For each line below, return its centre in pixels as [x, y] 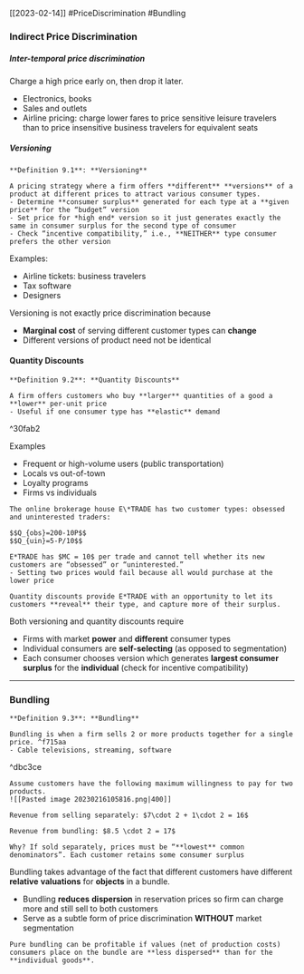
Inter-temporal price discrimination [77, 58]
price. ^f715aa [38, 743]
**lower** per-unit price [58, 404]
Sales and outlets [55, 108]
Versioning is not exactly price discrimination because [110, 313]
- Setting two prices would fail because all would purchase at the [141, 573]
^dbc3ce [26, 767]
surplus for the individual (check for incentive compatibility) [135, 668]
